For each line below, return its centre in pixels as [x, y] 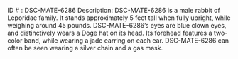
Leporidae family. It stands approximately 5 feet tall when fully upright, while [119, 18]
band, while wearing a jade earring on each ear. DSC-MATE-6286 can [126, 41]
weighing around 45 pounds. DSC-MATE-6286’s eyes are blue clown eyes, [117, 25]
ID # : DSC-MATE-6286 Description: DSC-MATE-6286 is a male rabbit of [114, 10]
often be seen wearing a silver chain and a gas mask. [85, 48]
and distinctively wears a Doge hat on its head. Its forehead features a [110, 33]
